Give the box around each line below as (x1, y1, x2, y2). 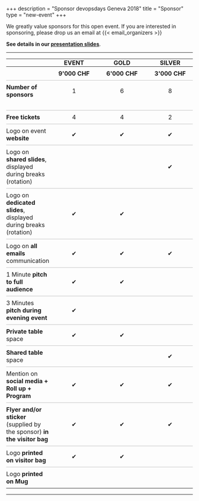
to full (6, 278, 23, 286)
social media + (6, 377, 49, 385)
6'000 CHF (106, 69, 138, 78)
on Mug (6, 477, 28, 485)
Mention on (6, 370, 38, 378)
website (6, 134, 30, 142)
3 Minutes (6, 299, 34, 307)
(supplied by (6, 420, 41, 428)
